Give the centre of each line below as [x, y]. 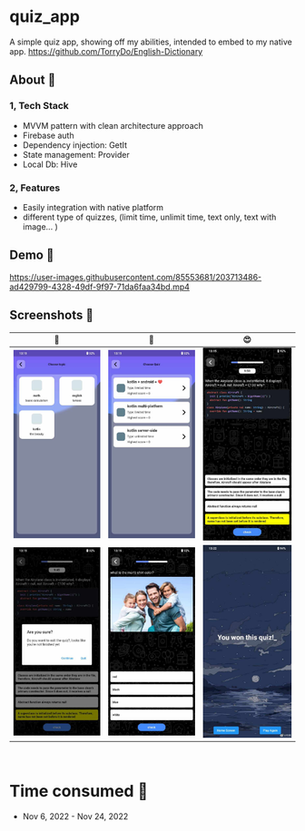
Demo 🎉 [32, 255]
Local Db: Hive [50, 164]
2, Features [35, 188]
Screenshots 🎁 [52, 315]
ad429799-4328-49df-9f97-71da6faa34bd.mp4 [100, 287]
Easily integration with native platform [93, 207]
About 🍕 [33, 80]
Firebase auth [48, 135]
